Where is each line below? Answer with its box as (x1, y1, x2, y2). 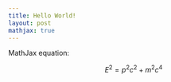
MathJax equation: (8, 49, 70, 58)
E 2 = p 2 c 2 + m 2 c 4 (104, 64, 163, 75)
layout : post (8, 19, 52, 27)
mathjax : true (8, 26, 56, 34)
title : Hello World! (8, 11, 77, 20)
